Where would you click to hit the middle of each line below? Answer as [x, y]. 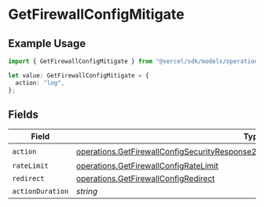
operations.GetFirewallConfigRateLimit [147, 166]
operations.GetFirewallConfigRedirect [145, 179]
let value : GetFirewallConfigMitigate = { [79, 75]
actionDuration [40, 191]
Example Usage [47, 44]
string [87, 191]
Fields [24, 114]
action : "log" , [40, 83]
